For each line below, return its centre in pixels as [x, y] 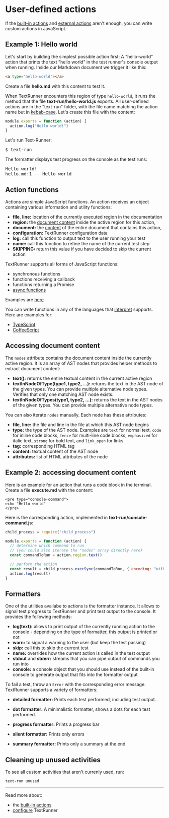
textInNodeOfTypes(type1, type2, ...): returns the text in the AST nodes [88, 399]
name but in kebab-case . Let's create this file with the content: [70, 112]
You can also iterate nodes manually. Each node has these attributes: [76, 415]
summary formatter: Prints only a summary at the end [69, 744]
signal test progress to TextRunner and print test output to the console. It [80, 611]
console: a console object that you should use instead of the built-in [83, 669]
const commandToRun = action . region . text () [56, 555]
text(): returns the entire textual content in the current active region [82, 378]
